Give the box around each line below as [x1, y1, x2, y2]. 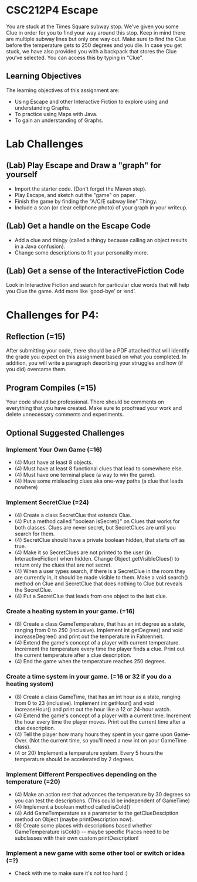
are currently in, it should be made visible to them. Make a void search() [14, 574, 189, 581]
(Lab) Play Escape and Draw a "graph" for [6, 161, 161, 171]
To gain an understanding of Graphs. [14, 117, 104, 124]
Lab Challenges [6, 137, 84, 150]
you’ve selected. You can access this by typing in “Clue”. [6, 54, 144, 61]
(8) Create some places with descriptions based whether [14, 822, 152, 829]
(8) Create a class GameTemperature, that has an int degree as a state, [14, 620, 186, 627]
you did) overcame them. [6, 366, 67, 373]
